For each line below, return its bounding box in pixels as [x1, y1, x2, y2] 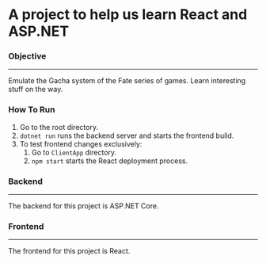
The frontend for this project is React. [8, 246, 131, 256]
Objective [8, 51, 47, 62]
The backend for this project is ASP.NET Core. [8, 201, 159, 211]
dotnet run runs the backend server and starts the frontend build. [19, 131, 234, 140]
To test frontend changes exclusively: [19, 139, 142, 148]
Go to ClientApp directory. [31, 147, 117, 157]
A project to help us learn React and [8, 6, 248, 24]
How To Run [8, 105, 55, 116]
